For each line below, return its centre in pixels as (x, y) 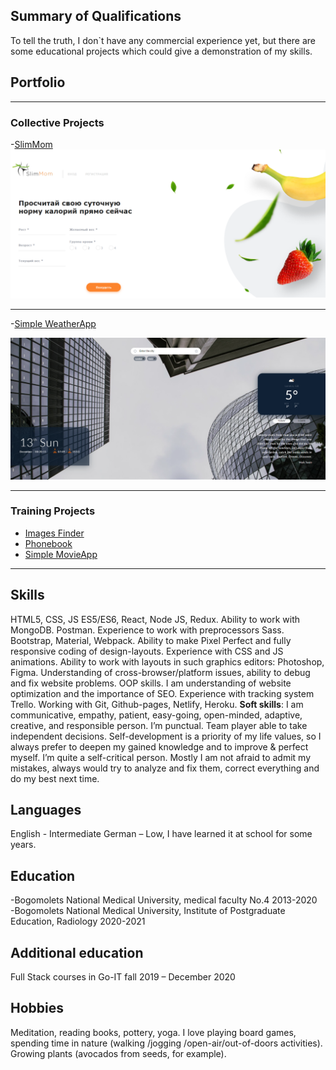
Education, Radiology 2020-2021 (78, 921)
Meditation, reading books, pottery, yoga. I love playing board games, (153, 1032)
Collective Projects (57, 122)
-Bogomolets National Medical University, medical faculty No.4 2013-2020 (164, 900)
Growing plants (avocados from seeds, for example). (118, 1053)
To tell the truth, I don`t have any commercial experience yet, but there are (163, 40)
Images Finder (54, 533)
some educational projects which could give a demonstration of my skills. (161, 51)
